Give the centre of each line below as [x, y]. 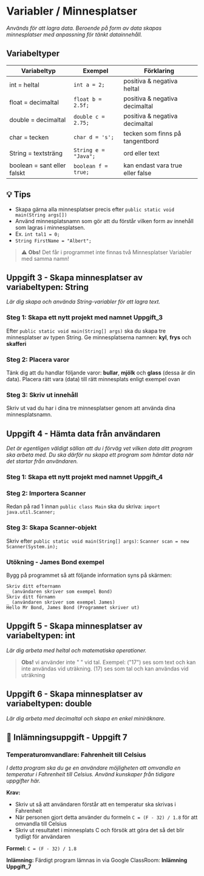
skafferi [16, 343]
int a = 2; [89, 84]
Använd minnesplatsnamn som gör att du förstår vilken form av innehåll [104, 221]
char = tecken [29, 137]
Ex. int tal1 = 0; [37, 234]
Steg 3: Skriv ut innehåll [42, 395]
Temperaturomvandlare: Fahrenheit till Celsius [76, 754]
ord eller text [141, 153]
